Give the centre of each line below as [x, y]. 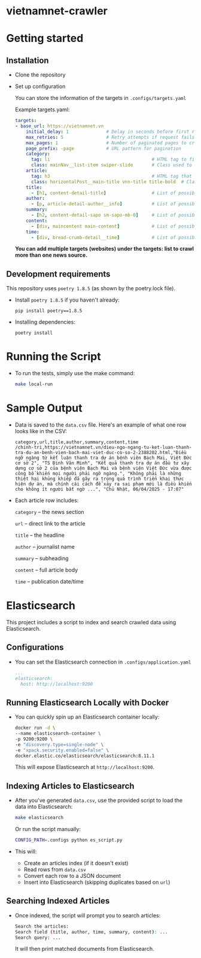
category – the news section [50, 512]
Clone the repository [40, 75]
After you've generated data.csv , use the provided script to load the [99, 801]
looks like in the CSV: [41, 431]
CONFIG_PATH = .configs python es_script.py [68, 840]
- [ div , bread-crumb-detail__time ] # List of [103, 238]
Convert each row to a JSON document [72, 876]
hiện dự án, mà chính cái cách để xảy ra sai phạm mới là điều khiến [103, 484]
